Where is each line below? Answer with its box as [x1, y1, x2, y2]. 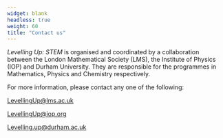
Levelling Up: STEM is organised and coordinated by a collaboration [7, 48, 200, 56]
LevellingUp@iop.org [7, 110, 67, 118]
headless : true [7, 16, 51, 23]
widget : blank [7, 10, 48, 17]
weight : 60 [7, 23, 39, 30]
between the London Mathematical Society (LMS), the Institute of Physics [7, 56, 216, 64]
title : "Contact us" [7, 29, 67, 36]
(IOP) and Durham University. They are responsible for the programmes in [7, 62, 217, 71]
